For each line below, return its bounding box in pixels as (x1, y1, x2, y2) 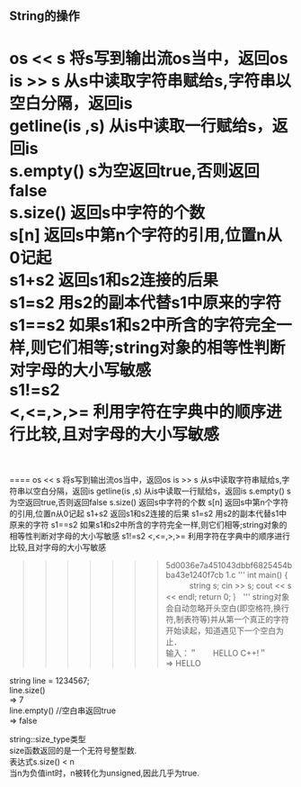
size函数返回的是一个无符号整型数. (9, 746, 137, 756)
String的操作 (9, 8, 81, 24)
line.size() (9, 685, 46, 696)
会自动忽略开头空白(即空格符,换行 (165, 602, 289, 614)
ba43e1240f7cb (165, 570, 225, 581)
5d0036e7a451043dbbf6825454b (165, 560, 293, 571)
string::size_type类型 (9, 734, 87, 745)
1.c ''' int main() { (226, 570, 288, 581)
